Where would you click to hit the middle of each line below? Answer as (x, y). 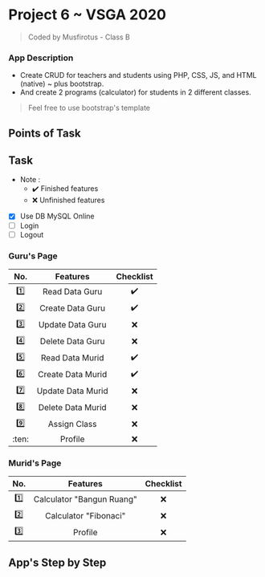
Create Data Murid (72, 375)
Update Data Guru (72, 325)
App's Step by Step (57, 562)
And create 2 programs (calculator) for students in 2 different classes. (135, 92)
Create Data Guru (73, 308)
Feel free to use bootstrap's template (89, 108)
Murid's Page (35, 463)
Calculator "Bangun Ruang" (86, 499)
